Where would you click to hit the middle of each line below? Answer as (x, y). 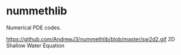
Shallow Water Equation (35, 45)
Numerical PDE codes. (34, 27)
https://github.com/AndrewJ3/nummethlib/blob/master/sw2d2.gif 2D (91, 39)
